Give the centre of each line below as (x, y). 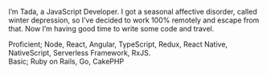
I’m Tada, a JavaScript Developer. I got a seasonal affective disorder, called (133, 12)
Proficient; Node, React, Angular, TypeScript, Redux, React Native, (118, 44)
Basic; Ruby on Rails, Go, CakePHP (66, 61)
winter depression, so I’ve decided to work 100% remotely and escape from (134, 20)
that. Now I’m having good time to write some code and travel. (111, 29)
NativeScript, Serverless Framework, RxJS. (80, 53)
